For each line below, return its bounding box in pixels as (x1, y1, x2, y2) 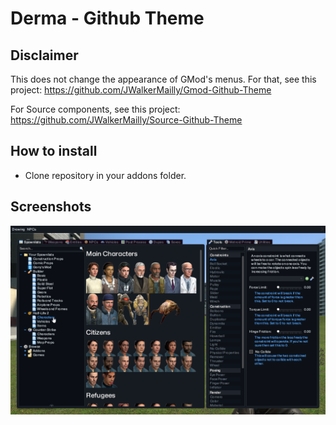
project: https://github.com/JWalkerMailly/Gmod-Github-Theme (10, 84, 272, 96)
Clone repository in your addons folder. (24, 169, 187, 181)
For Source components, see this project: (10, 103, 181, 115)
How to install (10, 143, 98, 160)
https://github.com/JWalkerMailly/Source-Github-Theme (10, 114, 243, 126)
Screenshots (10, 198, 92, 216)
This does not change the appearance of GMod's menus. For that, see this (10, 73, 317, 85)
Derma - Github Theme (10, 7, 205, 30)
